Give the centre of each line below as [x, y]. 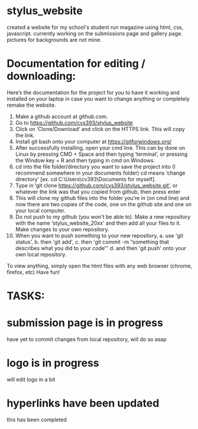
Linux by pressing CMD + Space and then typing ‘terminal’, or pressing [101, 154]
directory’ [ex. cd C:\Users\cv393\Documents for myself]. [85, 179]
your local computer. [40, 210]
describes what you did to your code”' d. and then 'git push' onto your [101, 248]
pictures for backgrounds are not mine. [54, 40]
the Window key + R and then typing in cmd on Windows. [85, 160]
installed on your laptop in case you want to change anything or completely [98, 99]
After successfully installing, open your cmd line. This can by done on [100, 148]
